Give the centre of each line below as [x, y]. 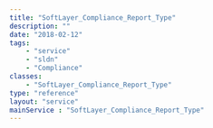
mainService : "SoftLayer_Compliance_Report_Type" [107, 110]
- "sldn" [42, 59]
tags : [19, 43]
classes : [26, 77]
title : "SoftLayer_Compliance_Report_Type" [93, 18]
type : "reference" [44, 93]
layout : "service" [44, 101]
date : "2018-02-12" [46, 34]
